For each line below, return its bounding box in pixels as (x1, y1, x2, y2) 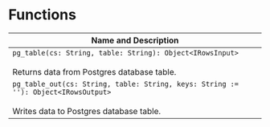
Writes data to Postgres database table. (12, 105, 162, 117)
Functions (8, 6, 76, 24)
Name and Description (91, 35, 179, 46)
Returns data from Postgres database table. (12, 66, 177, 77)
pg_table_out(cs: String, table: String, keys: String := (12, 79, 239, 88)
